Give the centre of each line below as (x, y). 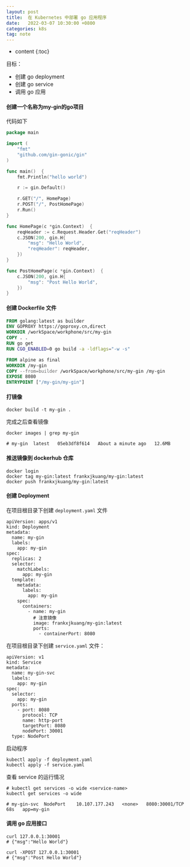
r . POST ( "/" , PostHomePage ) (51, 205)
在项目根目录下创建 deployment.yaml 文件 (57, 510)
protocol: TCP (40, 715)
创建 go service (34, 84)
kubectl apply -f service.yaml (45, 765)
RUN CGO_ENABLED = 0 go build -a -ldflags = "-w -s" (68, 349)
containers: (37, 606)
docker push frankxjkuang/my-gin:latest (58, 481)
